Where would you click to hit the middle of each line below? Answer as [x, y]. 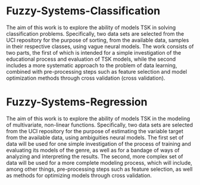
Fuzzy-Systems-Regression [77, 102]
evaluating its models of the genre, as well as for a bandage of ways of [93, 150]
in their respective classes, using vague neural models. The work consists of [100, 46]
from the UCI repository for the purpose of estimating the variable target [95, 131]
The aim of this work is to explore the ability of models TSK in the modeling [98, 118]
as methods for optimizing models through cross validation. [79, 175]
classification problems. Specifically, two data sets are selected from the [95, 33]
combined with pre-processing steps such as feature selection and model [97, 71]
